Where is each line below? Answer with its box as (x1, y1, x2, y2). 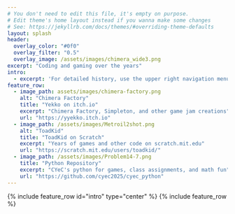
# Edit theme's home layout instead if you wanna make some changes (7, 17, 211, 24)
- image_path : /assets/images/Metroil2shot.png (13, 120, 155, 128)
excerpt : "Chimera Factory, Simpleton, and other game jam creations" (20, 108, 230, 115)
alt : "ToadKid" (20, 127, 64, 134)
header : (7, 36, 30, 43)
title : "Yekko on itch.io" (20, 101, 99, 108)
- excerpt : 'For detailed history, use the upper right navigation (13, 75, 215, 83)
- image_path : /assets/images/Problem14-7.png (13, 153, 152, 161)
